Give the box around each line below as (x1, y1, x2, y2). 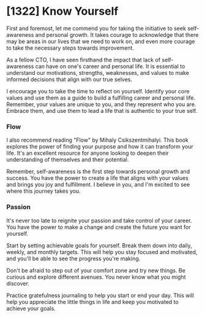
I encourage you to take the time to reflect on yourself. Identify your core (6, 87, 190, 95)
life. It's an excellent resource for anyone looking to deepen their (6, 149, 170, 157)
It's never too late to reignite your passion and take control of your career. (6, 217, 192, 224)
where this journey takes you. (6, 187, 81, 195)
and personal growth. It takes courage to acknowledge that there (35, 31, 199, 38)
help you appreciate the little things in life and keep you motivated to (6, 298, 179, 305)
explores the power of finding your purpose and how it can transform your (6, 143, 194, 150)
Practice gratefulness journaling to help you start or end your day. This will (6, 292, 195, 299)
